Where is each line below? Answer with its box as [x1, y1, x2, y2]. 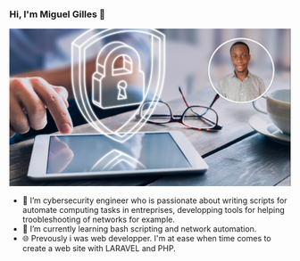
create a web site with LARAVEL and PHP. [21, 243, 176, 254]
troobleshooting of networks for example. [21, 214, 176, 225]
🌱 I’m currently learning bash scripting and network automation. [21, 224, 257, 234]
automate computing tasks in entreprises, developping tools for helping [21, 205, 286, 216]
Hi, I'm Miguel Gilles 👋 [9, 8, 105, 20]
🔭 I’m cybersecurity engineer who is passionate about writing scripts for [21, 195, 287, 206]
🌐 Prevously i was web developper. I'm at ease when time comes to [21, 233, 271, 244]
